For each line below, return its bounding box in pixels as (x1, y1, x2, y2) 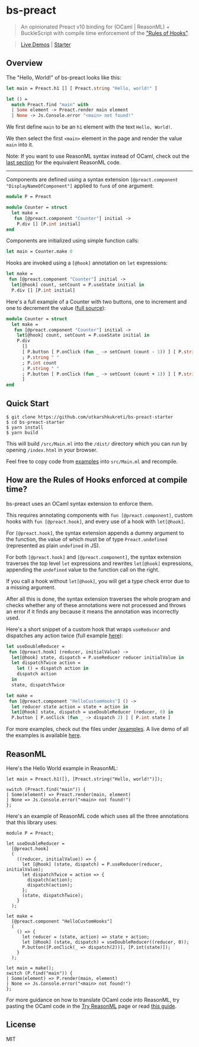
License (6, 1020, 36, 1030)
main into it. (6, 141, 34, 148)
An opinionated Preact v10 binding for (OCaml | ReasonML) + (20, 23, 170, 30)
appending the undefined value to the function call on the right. (6, 566, 160, 573)
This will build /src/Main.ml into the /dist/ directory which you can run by (6, 440, 188, 447)
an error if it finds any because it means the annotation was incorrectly (6, 608, 179, 615)
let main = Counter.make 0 (6, 248, 73, 255)
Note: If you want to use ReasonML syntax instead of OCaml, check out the (6, 152, 190, 160)
